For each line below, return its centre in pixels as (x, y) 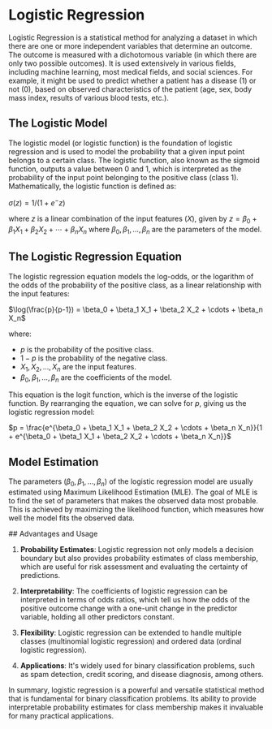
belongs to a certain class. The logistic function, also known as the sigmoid (134, 160)
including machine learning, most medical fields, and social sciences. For (131, 71)
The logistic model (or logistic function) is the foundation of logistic (121, 143)
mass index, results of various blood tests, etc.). (89, 97)
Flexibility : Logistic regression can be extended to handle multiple (131, 633)
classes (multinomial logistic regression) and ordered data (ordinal (131, 641)
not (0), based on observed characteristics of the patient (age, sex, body (130, 89)
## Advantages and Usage (53, 534)
